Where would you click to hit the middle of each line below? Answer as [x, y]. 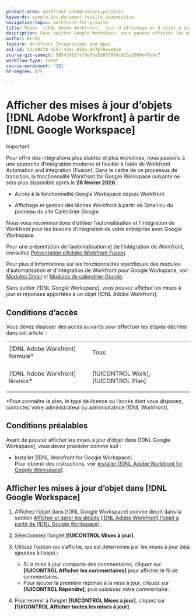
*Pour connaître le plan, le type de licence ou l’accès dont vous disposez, [95, 401]
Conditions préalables [47, 426]
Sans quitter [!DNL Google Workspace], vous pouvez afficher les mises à [94, 288]
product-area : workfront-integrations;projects [65, 11]
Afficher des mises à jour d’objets [89, 105]
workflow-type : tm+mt [32, 60]
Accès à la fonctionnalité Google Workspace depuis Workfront [89, 194]
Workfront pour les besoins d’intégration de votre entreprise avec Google [94, 229]
